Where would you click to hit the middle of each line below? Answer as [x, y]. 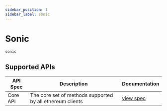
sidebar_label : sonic [28, 14]
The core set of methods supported [72, 95]
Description [74, 84]
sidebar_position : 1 [27, 10]
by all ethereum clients [56, 102]
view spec [133, 98]
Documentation [140, 84]
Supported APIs [30, 67]
